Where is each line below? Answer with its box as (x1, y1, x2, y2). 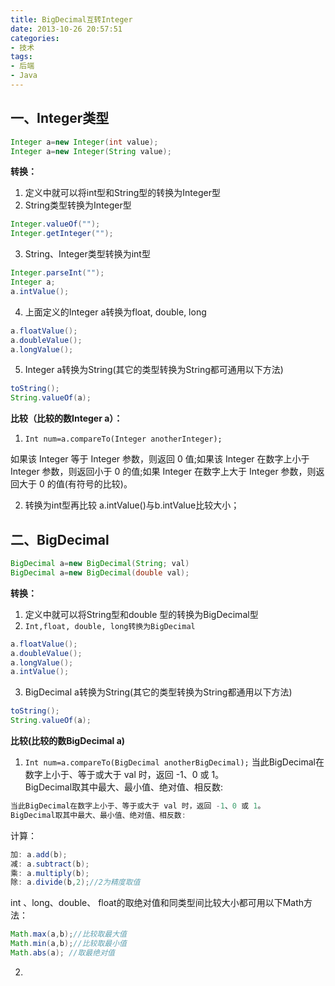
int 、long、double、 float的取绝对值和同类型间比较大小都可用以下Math (10, 897, 305, 909)
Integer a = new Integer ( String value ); (10, 146, 172, 156)
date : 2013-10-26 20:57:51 (10, 24, 123, 34)
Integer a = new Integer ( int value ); (10, 137, 159, 147)
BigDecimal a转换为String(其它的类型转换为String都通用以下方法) (24, 686, 293, 698)
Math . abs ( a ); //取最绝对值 (10, 948, 115, 958)
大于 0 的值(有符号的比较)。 (18, 478, 133, 490)
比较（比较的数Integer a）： (10, 412, 123, 425)
